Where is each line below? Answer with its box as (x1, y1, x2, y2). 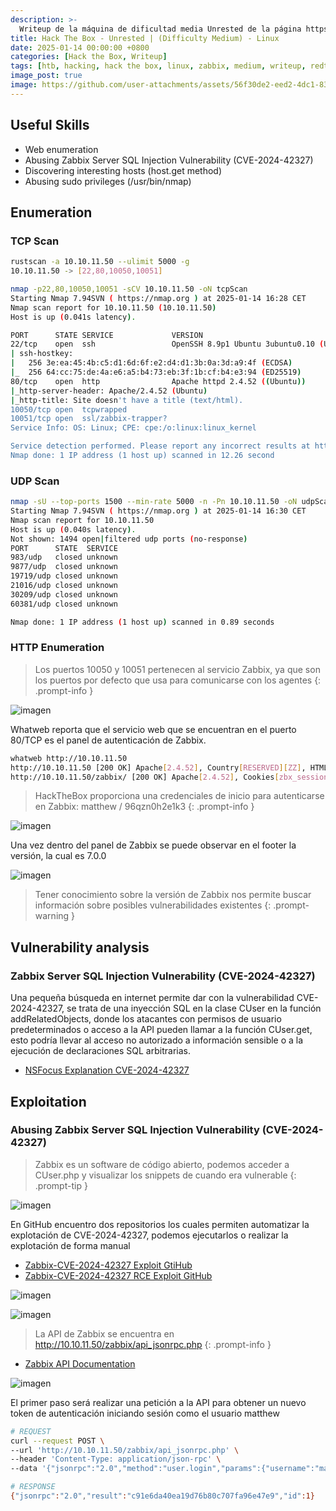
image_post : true (10, 71, 83, 81)
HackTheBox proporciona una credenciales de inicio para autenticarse (34, 790, 325, 802)
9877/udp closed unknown (10, 562, 118, 572)
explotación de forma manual (10, 1239, 131, 1251)
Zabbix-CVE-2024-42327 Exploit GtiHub (24, 1259, 193, 1271)
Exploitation (10, 1093, 87, 1110)
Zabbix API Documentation (24, 1357, 136, 1370)
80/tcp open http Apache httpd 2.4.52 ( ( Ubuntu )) (10, 376, 307, 386)
